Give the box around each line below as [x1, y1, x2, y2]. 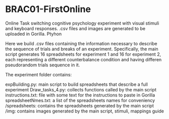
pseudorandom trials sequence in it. [5, 62, 80, 68]
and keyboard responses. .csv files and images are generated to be [5, 25, 145, 31]
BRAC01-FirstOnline [5, 4, 91, 15]
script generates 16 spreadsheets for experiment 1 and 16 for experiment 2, [5, 51, 161, 57]
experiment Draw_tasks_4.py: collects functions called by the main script [5, 86, 156, 92]
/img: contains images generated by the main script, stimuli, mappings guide [5, 108, 164, 114]
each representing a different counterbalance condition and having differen [5, 56, 162, 62]
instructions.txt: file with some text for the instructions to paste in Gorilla [5, 92, 155, 98]
